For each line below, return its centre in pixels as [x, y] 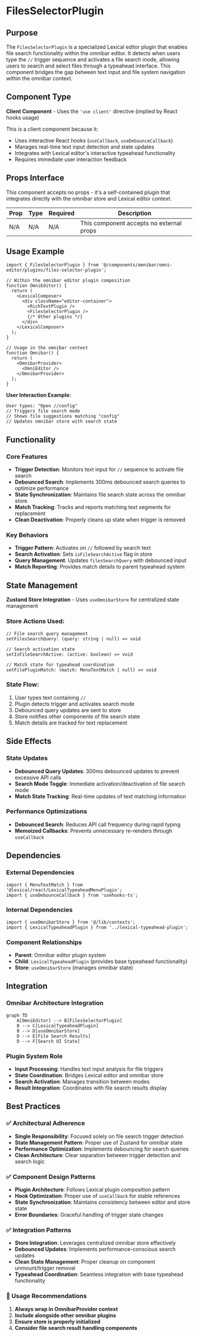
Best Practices [33, 1106]
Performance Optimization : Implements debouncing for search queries [102, 1149]
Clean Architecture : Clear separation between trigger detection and [98, 1155]
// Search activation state [41, 649]
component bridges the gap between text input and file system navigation [96, 72]
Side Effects [29, 741]
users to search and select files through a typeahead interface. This [88, 66]
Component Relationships [44, 942]
